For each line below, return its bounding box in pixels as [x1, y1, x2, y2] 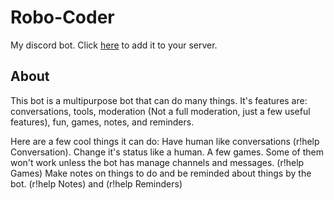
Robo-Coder [10, 6, 115, 29]
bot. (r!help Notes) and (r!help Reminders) [10, 177, 183, 190]
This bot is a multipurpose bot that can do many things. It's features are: [10, 94, 308, 106]
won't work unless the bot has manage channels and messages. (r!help [10, 156, 305, 168]
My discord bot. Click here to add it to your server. [10, 39, 218, 51]
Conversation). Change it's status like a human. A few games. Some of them [10, 146, 324, 158]
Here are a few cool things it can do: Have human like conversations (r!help [10, 135, 320, 147]
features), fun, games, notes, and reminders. [10, 116, 195, 128]
